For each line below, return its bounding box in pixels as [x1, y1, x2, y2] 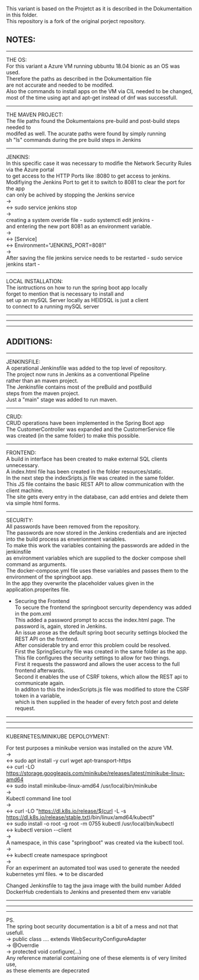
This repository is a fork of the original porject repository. [6, 18, 146, 24]
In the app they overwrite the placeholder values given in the [6, 579, 154, 586]
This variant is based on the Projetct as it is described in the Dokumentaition [6, 5, 192, 12]
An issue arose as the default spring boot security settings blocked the [14, 629, 188, 636]
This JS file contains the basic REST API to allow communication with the [6, 480, 185, 487]
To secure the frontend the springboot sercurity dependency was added [14, 604, 191, 611]
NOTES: [6, 35, 36, 45]
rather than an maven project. [6, 377, 79, 384]
